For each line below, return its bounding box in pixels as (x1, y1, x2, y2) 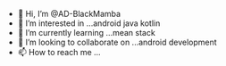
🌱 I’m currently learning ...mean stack (17, 28, 156, 37)
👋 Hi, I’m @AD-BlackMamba (17, 9, 121, 19)
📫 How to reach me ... (17, 47, 101, 57)
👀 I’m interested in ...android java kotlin (17, 18, 161, 29)
